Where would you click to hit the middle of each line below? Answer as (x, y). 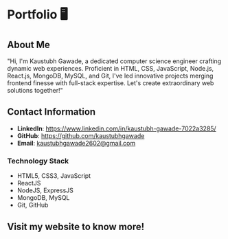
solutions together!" (35, 90)
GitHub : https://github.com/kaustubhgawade (81, 135)
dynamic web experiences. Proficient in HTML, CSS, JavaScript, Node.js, (111, 68)
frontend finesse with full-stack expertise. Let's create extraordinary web (111, 83)
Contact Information (52, 112)
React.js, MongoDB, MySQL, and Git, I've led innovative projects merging (110, 76)
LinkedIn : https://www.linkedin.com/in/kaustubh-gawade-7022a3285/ (116, 128)
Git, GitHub (33, 205)
